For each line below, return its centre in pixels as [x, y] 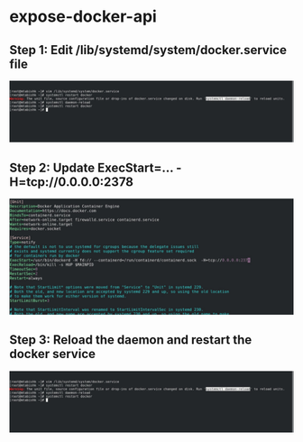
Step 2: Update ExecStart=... [92, 167]
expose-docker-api [83, 17]
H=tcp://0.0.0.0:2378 [71, 182]
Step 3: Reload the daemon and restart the [131, 340]
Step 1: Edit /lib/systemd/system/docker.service [148, 50]
